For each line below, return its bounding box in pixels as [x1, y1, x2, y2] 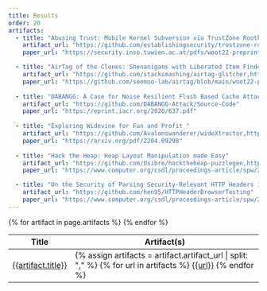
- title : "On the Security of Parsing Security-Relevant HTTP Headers [15, 180, 254, 189]
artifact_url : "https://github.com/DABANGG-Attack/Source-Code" [22, 100, 240, 108]
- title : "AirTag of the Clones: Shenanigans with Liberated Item [15, 63, 240, 72]
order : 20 [8, 19, 41, 27]
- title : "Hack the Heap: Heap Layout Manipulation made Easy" [15, 152, 229, 160]
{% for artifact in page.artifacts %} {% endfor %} [8, 217, 168, 227]
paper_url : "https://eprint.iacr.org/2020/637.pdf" [22, 107, 197, 115]
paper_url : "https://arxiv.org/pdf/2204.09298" [22, 137, 183, 145]
